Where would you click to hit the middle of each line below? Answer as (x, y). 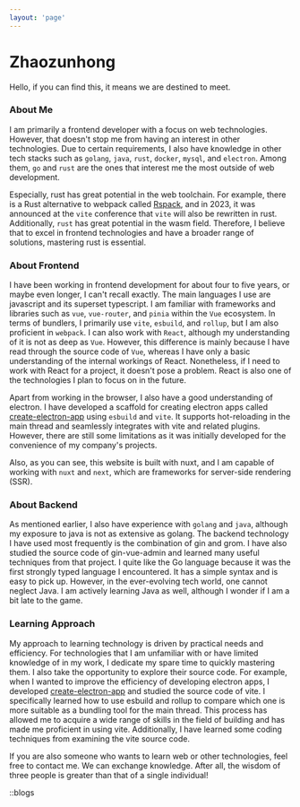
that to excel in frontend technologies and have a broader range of (132, 232)
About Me (31, 110)
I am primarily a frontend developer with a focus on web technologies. (138, 129)
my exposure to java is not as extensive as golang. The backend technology (149, 534)
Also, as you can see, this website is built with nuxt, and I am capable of (142, 463)
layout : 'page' (38, 17)
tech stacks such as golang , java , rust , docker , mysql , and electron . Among (148, 158)
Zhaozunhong (63, 61)
